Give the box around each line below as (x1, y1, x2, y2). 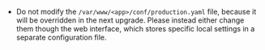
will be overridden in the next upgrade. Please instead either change (15, 15, 245, 25)
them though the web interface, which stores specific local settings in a (15, 24, 255, 33)
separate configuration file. (15, 32, 107, 42)
